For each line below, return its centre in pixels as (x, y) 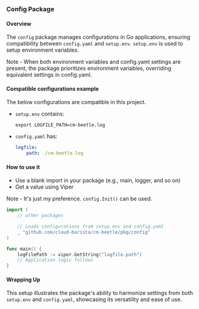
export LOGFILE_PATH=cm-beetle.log (60, 125)
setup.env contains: (40, 114)
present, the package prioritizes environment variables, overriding (89, 68)
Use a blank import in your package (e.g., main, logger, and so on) (98, 181)
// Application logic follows (56, 260)
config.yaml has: (36, 136)
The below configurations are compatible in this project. (76, 102)
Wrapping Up (23, 279)
